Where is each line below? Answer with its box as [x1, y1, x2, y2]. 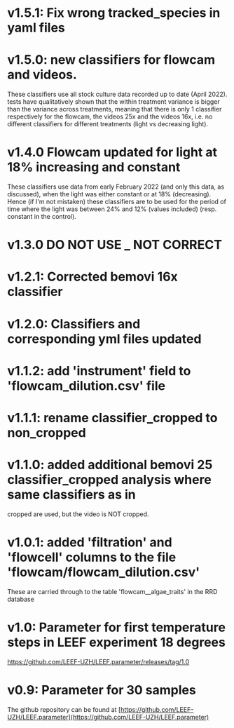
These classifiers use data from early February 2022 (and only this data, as [7, 182, 225, 191]
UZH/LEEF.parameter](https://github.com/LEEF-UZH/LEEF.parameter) [7, 713, 209, 721]
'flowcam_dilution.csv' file [7, 377, 166, 393]
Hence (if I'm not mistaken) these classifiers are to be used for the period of [7, 198, 226, 206]
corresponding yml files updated [7, 331, 202, 346]
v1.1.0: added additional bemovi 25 [7, 457, 213, 473]
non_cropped [7, 425, 86, 440]
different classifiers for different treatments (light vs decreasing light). [7, 120, 209, 128]
